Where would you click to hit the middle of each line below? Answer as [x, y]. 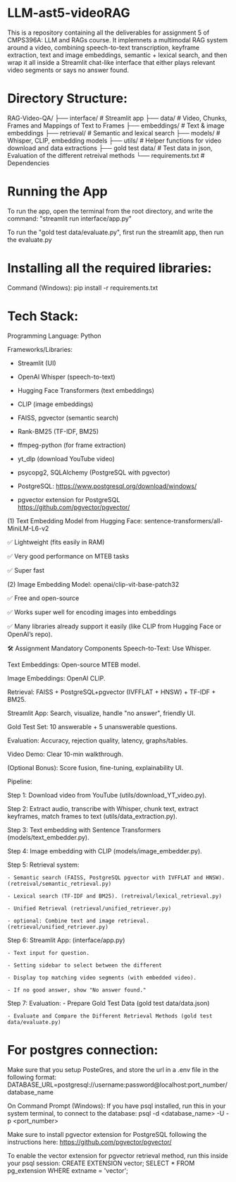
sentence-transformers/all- [184, 520]
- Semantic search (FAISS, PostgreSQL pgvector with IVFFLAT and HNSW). [116, 877]
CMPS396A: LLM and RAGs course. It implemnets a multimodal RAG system [118, 39]
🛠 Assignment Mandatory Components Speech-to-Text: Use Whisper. [109, 648]
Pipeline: [20, 781]
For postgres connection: [83, 1050]
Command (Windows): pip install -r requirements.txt [83, 288]
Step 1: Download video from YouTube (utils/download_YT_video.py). [107, 795]
